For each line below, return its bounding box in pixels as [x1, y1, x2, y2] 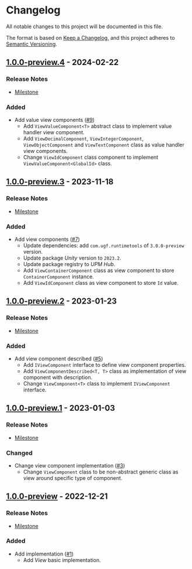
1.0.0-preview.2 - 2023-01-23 [6, 297, 117, 306]
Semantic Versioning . [6, 40, 57, 47]
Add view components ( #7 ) [14, 236, 81, 243]
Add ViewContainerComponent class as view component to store [23, 267, 174, 274]
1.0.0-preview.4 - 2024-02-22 [6, 57, 119, 67]
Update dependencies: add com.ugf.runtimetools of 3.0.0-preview [23, 241, 184, 249]
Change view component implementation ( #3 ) [14, 462, 125, 469]
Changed [6, 449, 33, 457]
